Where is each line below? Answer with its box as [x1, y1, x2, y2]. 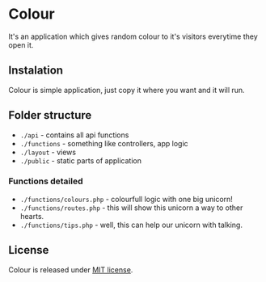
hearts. [19, 211, 44, 221]
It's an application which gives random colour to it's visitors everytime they [8, 32, 259, 41]
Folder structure [8, 108, 92, 122]
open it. [8, 40, 34, 49]
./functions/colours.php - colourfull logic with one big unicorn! [19, 194, 233, 204]
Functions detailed [8, 175, 83, 187]
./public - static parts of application [19, 155, 141, 166]
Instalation [8, 64, 63, 78]
